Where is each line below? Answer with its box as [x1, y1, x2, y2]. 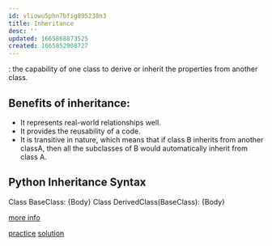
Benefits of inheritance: [8, 96, 131, 110]
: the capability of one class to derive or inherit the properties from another [8, 64, 258, 74]
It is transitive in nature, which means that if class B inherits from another [19, 134, 264, 144]
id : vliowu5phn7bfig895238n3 [8, 11, 107, 20]
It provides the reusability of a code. [19, 126, 141, 136]
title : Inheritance [8, 19, 74, 28]
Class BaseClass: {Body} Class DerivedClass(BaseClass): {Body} [8, 197, 225, 206]
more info [8, 212, 40, 223]
